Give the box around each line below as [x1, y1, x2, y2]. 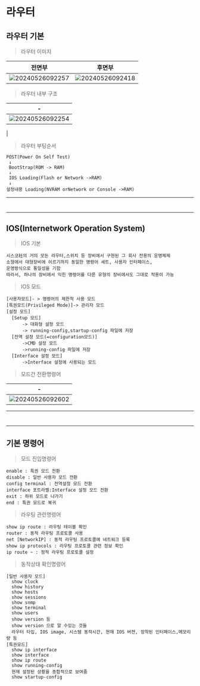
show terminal [11, 605, 46, 611]
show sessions [11, 594, 46, 600]
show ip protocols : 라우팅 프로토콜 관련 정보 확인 [6, 543, 124, 549]
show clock [11, 579, 39, 585]
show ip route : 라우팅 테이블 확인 [6, 524, 87, 530]
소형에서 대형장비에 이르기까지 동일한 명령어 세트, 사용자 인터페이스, [6, 259, 153, 265]
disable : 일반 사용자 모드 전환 [6, 474, 78, 480]
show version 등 [11, 616, 51, 622]
